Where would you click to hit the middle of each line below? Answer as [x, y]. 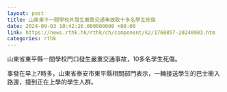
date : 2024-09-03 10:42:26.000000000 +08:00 [71, 26]
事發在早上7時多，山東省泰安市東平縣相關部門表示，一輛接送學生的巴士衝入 [113, 74]
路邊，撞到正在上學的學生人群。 [52, 82]
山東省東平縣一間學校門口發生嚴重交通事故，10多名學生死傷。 [94, 59]
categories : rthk [32, 39]
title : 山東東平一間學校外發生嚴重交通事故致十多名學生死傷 [81, 20]
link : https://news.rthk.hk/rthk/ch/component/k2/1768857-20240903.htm [111, 32]
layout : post [26, 13]
